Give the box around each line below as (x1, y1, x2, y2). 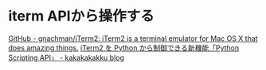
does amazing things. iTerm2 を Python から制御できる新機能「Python (8, 42, 240, 52)
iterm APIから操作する (8, 7, 155, 25)
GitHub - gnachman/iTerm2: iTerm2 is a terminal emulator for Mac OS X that (8, 33, 258, 43)
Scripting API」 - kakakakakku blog (8, 53, 125, 62)
